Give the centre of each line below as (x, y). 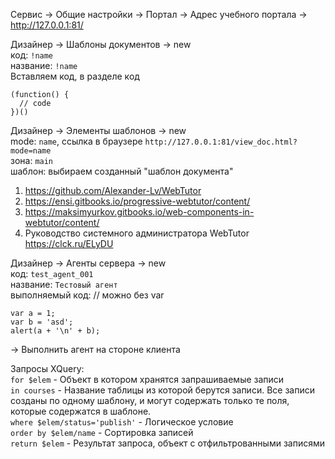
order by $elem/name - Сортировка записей (102, 432)
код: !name (32, 55)
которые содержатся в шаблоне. (81, 411)
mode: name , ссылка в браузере (76, 141)
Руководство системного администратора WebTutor (137, 233)
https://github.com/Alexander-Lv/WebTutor (113, 190)
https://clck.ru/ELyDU (69, 243)
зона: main (32, 160)
